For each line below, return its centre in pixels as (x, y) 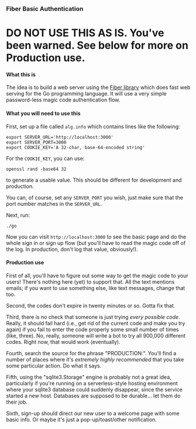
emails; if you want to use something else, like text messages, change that (96, 288)
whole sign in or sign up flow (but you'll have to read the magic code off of (96, 243)
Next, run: (18, 215)
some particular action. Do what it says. (54, 366)
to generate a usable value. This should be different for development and (94, 180)
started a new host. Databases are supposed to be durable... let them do (93, 396)
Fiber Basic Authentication (45, 9)
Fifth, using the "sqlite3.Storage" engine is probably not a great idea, (89, 377)
